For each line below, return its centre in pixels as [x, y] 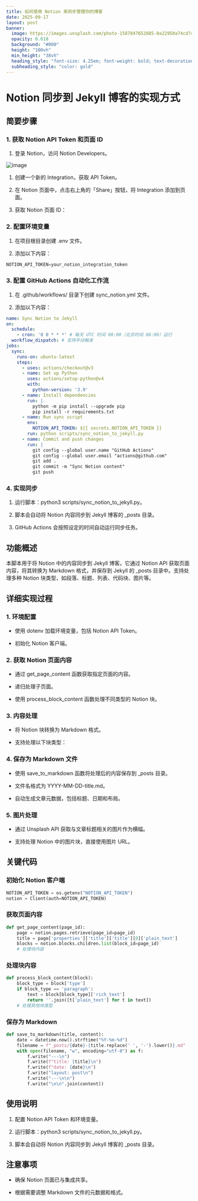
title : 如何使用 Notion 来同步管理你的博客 [55, 12]
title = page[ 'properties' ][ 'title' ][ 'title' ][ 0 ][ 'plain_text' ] [97, 938]
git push [43, 472]
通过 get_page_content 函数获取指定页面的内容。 [74, 674]
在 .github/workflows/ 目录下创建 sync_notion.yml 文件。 [83, 294]
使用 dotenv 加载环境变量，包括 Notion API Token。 [77, 630]
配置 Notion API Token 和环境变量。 [58, 1119]
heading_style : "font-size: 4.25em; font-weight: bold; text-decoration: [104, 61]
